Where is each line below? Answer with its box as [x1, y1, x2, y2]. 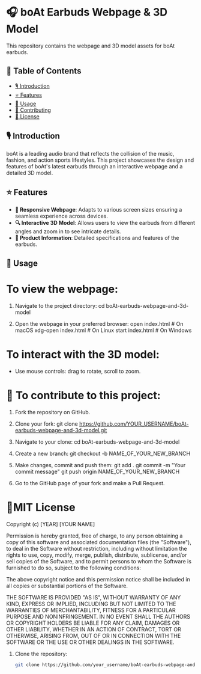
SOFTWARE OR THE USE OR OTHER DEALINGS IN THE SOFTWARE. [6, 639, 175, 646]
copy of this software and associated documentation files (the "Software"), [6, 538, 192, 545]
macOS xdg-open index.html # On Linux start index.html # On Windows [14, 326, 192, 334]
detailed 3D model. [6, 169, 53, 176]
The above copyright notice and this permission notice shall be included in [6, 575, 190, 583]
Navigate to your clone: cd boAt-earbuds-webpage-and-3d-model [14, 438, 180, 446]
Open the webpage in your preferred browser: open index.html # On [14, 320, 184, 327]
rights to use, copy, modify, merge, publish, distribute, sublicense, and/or [6, 551, 187, 559]
